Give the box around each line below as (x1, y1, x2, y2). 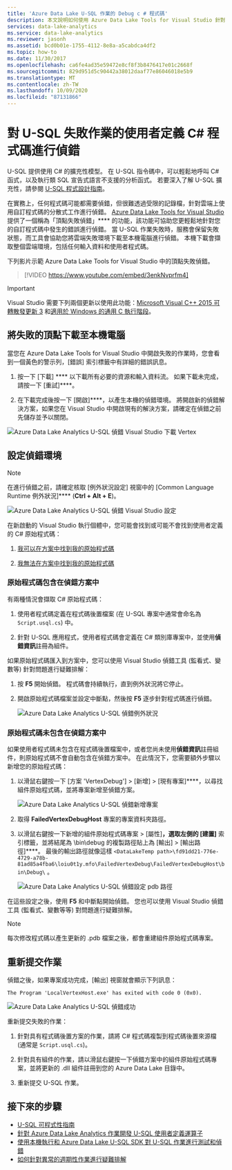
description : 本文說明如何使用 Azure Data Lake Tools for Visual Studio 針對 (7, 17, 226, 24)
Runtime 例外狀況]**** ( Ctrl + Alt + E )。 (7, 492, 120, 500)
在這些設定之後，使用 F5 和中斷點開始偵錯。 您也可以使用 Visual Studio (7, 897, 210, 906)
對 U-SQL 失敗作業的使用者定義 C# (7, 126, 205, 142)
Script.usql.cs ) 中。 (17, 618, 77, 626)
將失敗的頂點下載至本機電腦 (7, 329, 126, 341)
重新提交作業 (7, 956, 62, 968)
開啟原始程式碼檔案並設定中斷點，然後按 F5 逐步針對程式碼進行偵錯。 (17, 694, 216, 703)
